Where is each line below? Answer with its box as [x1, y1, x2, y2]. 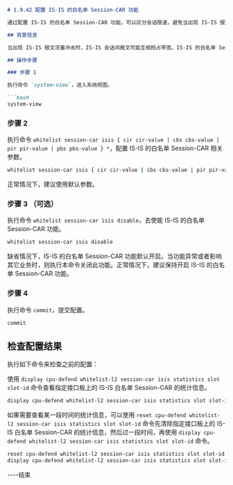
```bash [7, 94, 30, 101]
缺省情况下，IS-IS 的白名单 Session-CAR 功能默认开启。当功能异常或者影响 [7, 252, 222, 260]
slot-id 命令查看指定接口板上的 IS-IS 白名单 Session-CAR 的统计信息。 [7, 384, 211, 392]
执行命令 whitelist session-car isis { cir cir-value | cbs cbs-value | [7, 135, 220, 144]
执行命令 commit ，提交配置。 [7, 305, 89, 314]
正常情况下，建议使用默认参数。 [7, 180, 98, 189]
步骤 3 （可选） [7, 198, 58, 208]
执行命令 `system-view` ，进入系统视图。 [7, 82, 113, 89]
